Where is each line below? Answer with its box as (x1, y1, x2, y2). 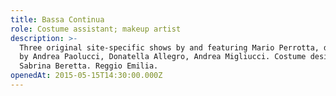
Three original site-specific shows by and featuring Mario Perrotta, (19, 42, 320, 53)
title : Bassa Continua (10, 14, 105, 25)
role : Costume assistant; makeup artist (10, 24, 182, 34)
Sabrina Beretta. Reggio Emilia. (19, 61, 159, 71)
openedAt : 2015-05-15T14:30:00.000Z (10, 71, 163, 81)
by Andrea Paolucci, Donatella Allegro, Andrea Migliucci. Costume (19, 52, 307, 62)
